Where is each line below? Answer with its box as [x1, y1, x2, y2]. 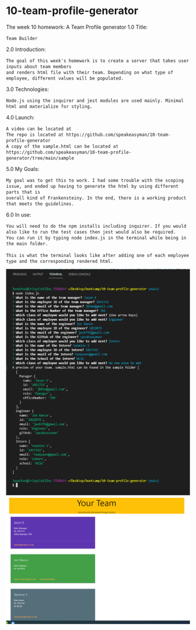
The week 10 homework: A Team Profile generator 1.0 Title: [6, 23, 148, 30]
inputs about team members [6, 63, 72, 70]
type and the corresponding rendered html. [6, 258, 114, 264]
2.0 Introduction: [6, 46, 46, 53]
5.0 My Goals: [6, 165, 40, 172]
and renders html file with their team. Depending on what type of [6, 69, 174, 76]
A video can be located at [6, 126, 72, 132]
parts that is [6, 189, 41, 195]
